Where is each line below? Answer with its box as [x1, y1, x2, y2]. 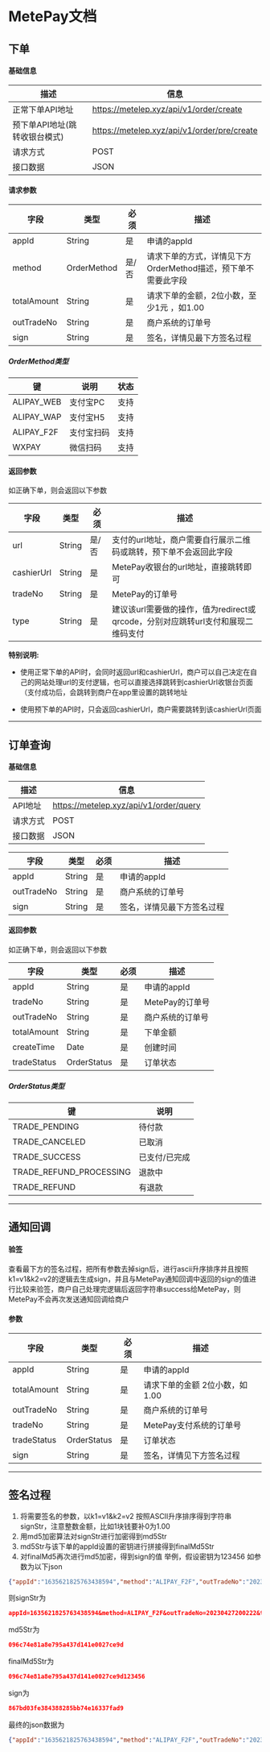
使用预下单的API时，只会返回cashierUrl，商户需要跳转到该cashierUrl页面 [19, 704, 262, 714]
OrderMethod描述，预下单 [146, 263, 247, 274]
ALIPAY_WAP [12, 411, 62, 422]
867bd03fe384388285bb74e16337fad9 [8, 1704, 125, 1713]
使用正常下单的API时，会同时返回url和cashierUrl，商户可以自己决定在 [19, 667, 251, 677]
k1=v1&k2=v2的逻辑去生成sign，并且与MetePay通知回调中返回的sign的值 [8, 1274, 250, 1284]
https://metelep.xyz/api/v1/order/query [52, 799, 201, 811]
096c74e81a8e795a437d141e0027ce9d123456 [8, 1673, 146, 1681]
